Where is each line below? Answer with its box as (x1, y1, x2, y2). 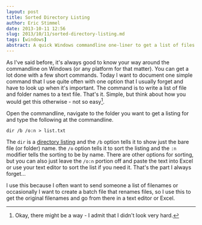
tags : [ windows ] (6, 37, 47, 43)
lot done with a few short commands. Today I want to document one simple (6, 71, 193, 79)
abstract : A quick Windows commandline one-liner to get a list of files (6, 43, 195, 49)
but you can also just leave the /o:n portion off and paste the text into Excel (6, 157, 194, 164)
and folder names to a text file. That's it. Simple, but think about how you (6, 91, 186, 98)
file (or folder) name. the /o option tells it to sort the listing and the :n (6, 145, 177, 152)
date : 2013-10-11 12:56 (6, 25, 66, 32)
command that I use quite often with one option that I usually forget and (6, 77, 183, 85)
